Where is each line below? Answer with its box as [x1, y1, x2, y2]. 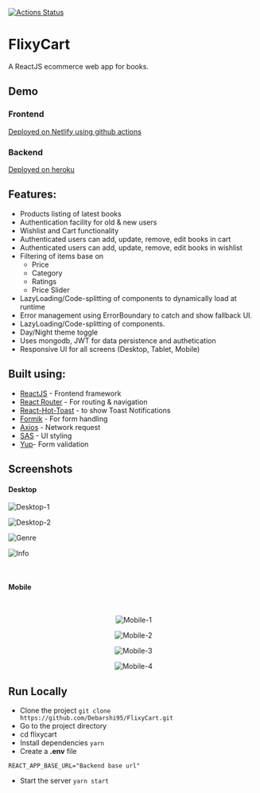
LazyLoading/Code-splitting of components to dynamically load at [19, 293, 237, 303]
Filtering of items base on [19, 251, 104, 260]
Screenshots [8, 462, 73, 475]
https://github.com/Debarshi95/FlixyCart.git [19, 714, 173, 722]
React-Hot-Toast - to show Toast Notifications [19, 405, 171, 415]
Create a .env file [19, 747, 77, 756]
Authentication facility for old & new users [19, 217, 157, 227]
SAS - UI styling [19, 431, 72, 440]
